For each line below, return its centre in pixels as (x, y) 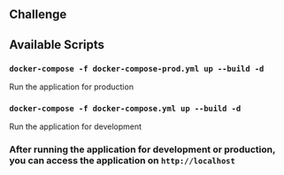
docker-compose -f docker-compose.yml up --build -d (125, 108)
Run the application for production (72, 87)
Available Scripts (57, 45)
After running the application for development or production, (142, 149)
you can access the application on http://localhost (123, 161)
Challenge (38, 15)
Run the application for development (76, 126)
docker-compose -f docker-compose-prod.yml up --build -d (137, 68)
